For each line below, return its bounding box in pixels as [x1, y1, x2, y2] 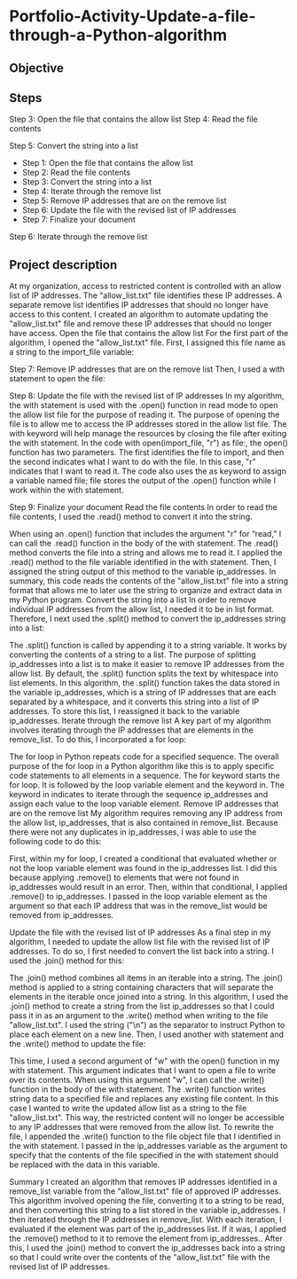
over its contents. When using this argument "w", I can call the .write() [9, 1075, 265, 1086]
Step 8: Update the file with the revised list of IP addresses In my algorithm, [9, 390, 285, 401]
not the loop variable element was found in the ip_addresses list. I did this [9, 863, 277, 874]
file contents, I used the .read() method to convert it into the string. [9, 512, 253, 522]
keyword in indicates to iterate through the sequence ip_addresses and [9, 789, 269, 800]
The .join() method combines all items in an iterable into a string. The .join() [9, 973, 284, 984]
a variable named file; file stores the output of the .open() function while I [9, 475, 277, 486]
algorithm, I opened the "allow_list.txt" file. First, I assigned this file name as [9, 337, 286, 348]
